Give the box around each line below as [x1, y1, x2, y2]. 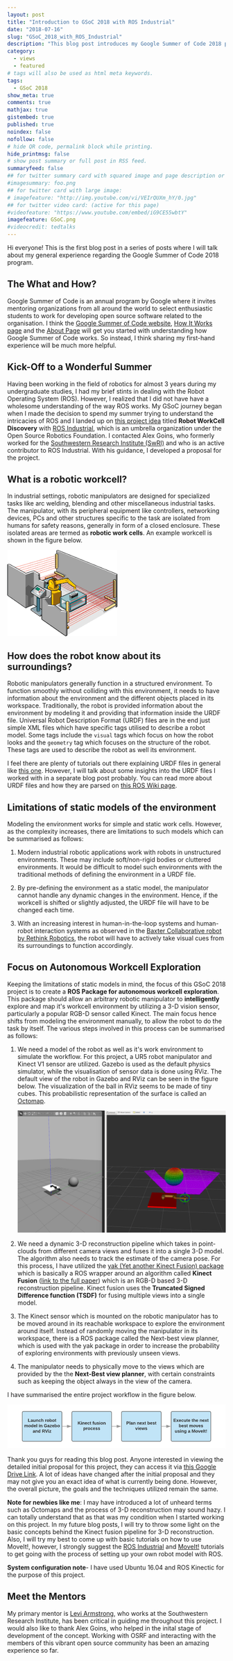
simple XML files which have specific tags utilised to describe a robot [7, 724, 206, 732]
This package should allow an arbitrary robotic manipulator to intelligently [7, 994, 220, 1003]
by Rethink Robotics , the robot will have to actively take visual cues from [17, 934, 224, 942]
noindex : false [7, 128, 51, 135]
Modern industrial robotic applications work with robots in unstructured [17, 848, 221, 857]
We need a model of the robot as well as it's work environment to [17, 1045, 203, 1053]
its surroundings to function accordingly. [17, 942, 134, 950]
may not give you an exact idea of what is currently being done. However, [7, 1478, 218, 1486]
